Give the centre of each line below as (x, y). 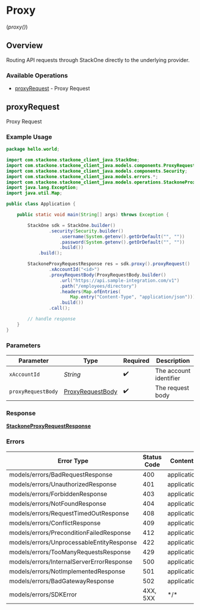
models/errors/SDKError (43, 595)
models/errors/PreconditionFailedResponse (70, 533)
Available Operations (37, 75)
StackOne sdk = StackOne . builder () (72, 225)
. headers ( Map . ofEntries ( (90, 292)
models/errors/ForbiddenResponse (58, 494)
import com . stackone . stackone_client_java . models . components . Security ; (97, 171)
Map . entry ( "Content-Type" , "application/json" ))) (133, 297)
